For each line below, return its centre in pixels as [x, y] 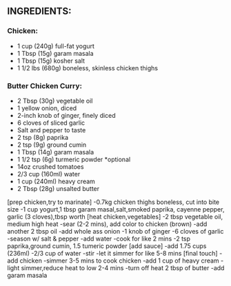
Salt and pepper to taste [51, 130]
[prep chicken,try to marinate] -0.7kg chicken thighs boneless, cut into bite [113, 202]
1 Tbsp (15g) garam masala [56, 53]
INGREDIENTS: [39, 11]
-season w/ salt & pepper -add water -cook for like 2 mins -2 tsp [99, 238]
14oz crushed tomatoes [50, 166]
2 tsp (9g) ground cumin [52, 145]
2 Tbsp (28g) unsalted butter [58, 188]
